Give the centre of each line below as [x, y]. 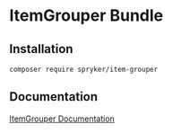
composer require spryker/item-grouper [84, 69]
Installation [41, 49]
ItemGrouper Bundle [86, 16]
